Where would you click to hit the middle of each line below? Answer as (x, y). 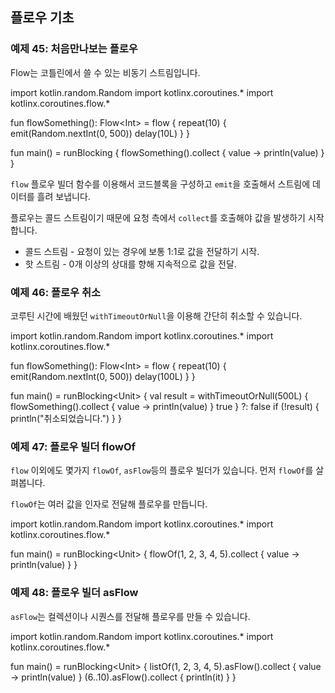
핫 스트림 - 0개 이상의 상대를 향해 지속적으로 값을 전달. (130, 264)
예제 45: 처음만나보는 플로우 (74, 49)
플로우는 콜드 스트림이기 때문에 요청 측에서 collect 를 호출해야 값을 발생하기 (158, 217)
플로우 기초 (42, 18)
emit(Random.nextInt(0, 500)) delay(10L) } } (100, 133)
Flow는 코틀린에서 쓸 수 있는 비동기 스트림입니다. (105, 72)
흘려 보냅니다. (63, 196)
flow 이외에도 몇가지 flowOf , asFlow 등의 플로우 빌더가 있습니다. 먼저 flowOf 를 (162, 470)
